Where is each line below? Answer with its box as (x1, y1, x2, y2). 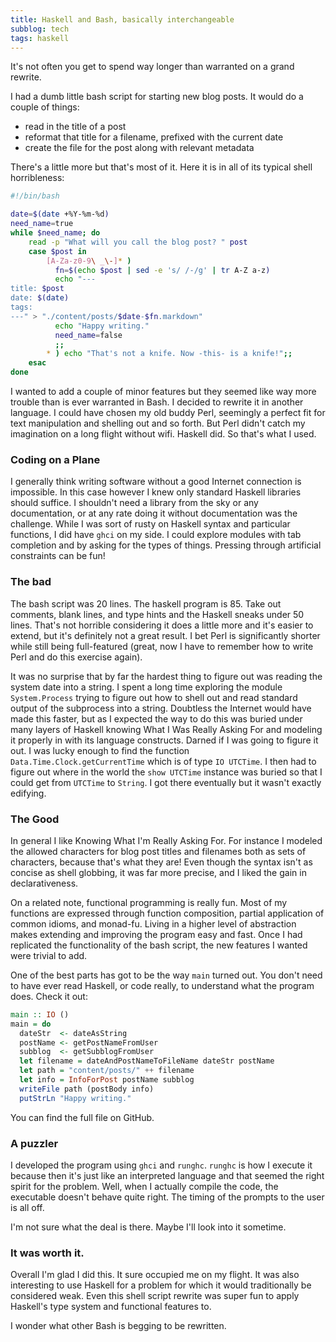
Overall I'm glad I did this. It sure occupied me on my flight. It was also (10, 1269, 300, 1281)
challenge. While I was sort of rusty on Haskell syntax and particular (10, 518, 291, 530)
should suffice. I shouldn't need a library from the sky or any (10, 497, 259, 509)
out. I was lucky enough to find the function (10, 744, 190, 756)
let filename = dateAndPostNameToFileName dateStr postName (19, 1056, 275, 1066)
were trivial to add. (10, 949, 88, 961)
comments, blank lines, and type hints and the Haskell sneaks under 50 (10, 608, 305, 620)
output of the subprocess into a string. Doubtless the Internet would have (10, 702, 312, 714)
